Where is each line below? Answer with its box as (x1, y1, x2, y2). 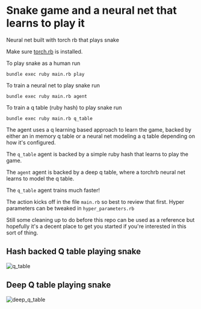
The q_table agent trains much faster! (6, 186, 100, 194)
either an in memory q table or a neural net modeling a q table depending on (6, 132, 196, 139)
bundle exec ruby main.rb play (6, 71, 85, 77)
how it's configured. (6, 139, 56, 146)
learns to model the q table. (6, 175, 75, 182)
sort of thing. (6, 229, 39, 236)
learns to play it (6, 16, 85, 30)
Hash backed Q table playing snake (6, 246, 141, 257)
